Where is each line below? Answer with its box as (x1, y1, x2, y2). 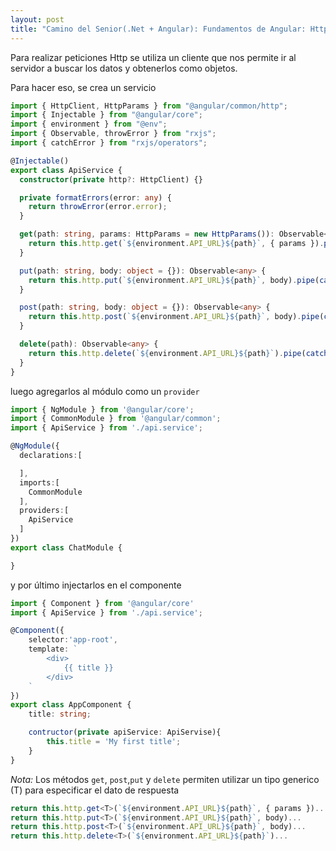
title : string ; (28, 709, 92, 720)
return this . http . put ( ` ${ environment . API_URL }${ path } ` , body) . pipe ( (28, 275, 320, 285)
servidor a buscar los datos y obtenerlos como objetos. (10, 62, 238, 74)
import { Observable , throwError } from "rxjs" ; (10, 129, 217, 139)
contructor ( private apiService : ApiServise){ (28, 727, 222, 738)
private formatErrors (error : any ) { (19, 192, 172, 203)
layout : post (10, 14, 65, 25)
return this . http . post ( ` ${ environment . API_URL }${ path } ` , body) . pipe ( (28, 312, 325, 322)
